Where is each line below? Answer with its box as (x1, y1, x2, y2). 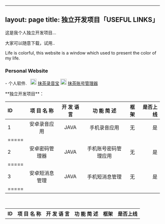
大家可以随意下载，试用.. (5, 40, 55, 46)
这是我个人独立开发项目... (5, 29, 56, 35)
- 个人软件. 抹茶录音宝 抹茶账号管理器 (5, 81, 98, 86)
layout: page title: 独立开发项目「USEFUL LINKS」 (5, 16, 159, 24)
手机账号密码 (87, 145, 117, 152)
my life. (5, 55, 20, 61)
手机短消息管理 (87, 173, 122, 180)
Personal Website (5, 67, 48, 74)
